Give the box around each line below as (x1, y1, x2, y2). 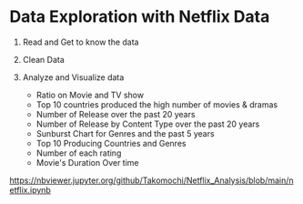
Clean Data (22, 54, 66, 65)
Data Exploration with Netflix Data (9, 6, 270, 27)
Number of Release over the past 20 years (35, 108, 196, 119)
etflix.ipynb (9, 184, 52, 195)
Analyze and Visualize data (22, 71, 125, 83)
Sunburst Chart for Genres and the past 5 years (35, 127, 216, 138)
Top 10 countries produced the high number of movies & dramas (35, 98, 278, 110)
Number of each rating (35, 148, 122, 158)
